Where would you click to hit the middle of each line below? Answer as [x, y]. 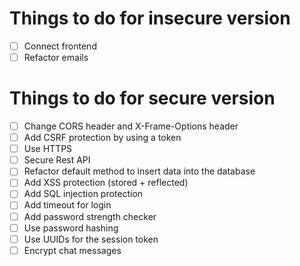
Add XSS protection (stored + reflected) [106, 183]
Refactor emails [56, 57]
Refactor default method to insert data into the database [139, 171]
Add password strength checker [90, 216]
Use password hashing [71, 228]
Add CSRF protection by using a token [102, 138]
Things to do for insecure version [150, 18]
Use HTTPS [48, 149]
